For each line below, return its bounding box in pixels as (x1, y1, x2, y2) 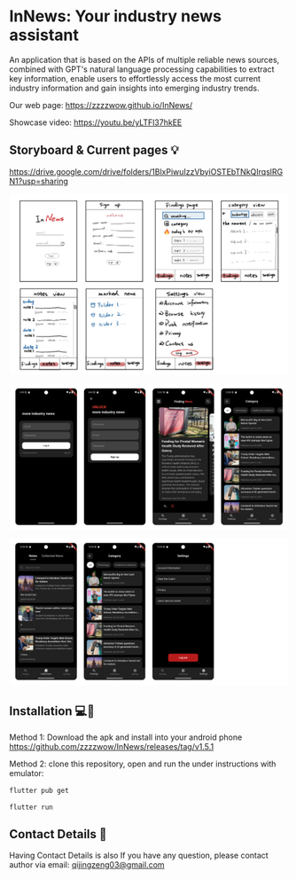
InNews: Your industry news (9, 6, 222, 27)
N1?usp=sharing (9, 176, 69, 186)
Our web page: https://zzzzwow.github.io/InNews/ (9, 99, 193, 110)
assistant (9, 25, 80, 45)
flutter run (9, 803, 53, 812)
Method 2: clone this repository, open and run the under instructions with (9, 758, 277, 769)
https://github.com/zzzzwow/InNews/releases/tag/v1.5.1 (9, 741, 214, 751)
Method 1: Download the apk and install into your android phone (9, 732, 243, 742)
